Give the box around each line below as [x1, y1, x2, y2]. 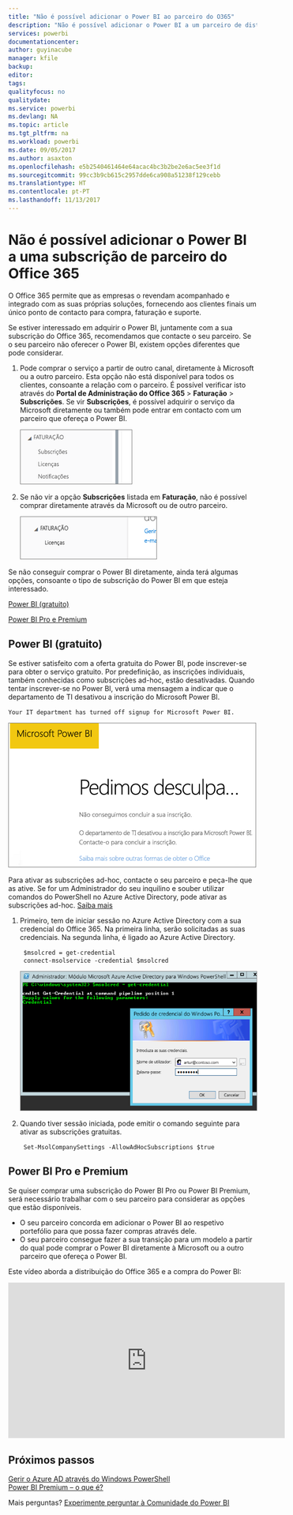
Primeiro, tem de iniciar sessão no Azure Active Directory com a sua [19, 915, 242, 925]
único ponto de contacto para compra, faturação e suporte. [8, 307, 201, 317]
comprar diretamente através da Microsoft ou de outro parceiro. [19, 500, 228, 509]
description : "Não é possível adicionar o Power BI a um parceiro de [8, 21, 242, 29]
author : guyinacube [8, 46, 73, 55]
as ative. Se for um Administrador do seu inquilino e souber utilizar [8, 883, 225, 893]
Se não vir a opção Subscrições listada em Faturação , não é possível [19, 492, 247, 502]
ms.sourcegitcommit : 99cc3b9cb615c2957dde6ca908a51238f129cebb [8, 171, 221, 179]
